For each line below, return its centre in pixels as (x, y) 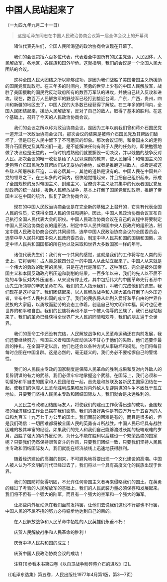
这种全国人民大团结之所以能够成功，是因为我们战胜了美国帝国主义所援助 (88, 80)
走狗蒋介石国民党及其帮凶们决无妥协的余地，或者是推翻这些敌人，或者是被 (81, 165)
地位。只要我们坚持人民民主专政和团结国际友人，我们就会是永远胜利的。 (79, 394)
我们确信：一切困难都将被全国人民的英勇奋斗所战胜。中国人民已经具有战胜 (85, 423)
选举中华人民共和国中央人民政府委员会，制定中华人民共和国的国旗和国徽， (81, 237)
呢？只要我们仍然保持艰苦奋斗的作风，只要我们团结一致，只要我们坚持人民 (81, 442)
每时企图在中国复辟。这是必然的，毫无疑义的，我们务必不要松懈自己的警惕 (81, 352)
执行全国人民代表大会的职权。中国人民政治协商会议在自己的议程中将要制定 (85, 219)
